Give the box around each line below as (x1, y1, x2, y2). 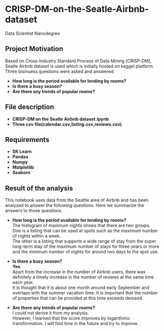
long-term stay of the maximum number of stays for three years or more (12, 243, 160, 249)
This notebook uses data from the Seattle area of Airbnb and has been (5, 197, 149, 203)
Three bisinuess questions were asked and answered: (5, 68, 115, 74)
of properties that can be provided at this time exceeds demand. (12, 295, 143, 301)
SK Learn (12, 148, 32, 154)
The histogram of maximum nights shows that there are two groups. (12, 223, 151, 229)
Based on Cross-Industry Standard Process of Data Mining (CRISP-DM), (5, 58, 152, 64)
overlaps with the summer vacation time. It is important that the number (12, 290, 158, 296)
